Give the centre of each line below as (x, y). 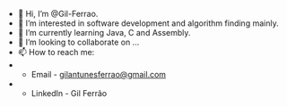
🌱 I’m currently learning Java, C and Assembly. (104, 33)
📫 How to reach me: (56, 52)
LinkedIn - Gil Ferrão (69, 93)
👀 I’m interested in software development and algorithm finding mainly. (148, 23)
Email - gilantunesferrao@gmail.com (99, 74)
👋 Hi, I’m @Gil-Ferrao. (58, 14)
